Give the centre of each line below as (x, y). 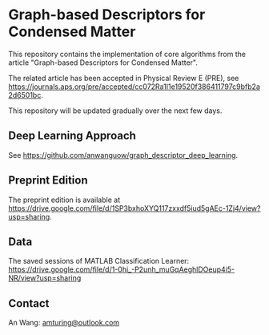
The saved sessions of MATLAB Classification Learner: (99, 261)
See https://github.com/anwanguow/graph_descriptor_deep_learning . (123, 155)
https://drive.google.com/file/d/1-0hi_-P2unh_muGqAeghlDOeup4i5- (121, 269)
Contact (29, 303)
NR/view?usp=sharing (45, 278)
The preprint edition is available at (64, 200)
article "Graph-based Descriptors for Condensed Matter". (103, 63)
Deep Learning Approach (72, 136)
